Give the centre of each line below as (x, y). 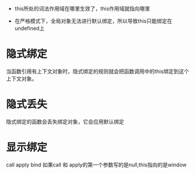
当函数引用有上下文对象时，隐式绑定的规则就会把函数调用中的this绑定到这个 (97, 71)
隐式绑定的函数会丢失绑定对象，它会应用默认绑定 (65, 121)
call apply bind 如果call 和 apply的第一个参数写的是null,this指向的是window (97, 165)
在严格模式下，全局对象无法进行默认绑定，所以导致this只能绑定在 (93, 21)
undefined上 (30, 28)
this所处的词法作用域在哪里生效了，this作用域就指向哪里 (82, 8)
